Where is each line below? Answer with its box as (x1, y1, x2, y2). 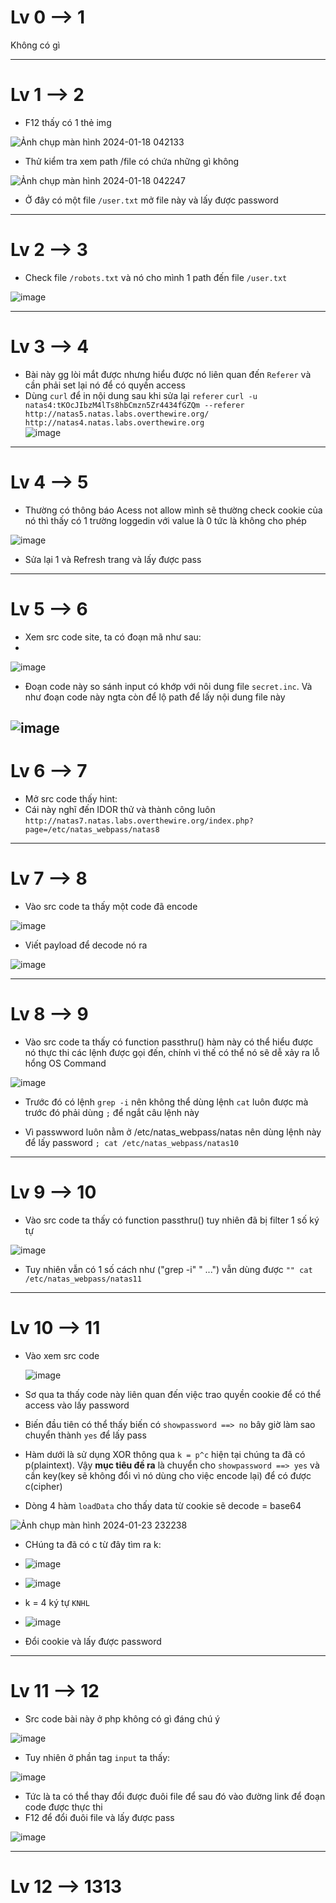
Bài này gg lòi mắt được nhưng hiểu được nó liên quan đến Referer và (24, 368, 312, 380)
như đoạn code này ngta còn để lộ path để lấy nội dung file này (24, 691, 286, 703)
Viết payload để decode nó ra (24, 939, 148, 951)
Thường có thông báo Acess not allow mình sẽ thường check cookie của (24, 504, 323, 516)
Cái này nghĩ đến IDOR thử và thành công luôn (24, 803, 216, 815)
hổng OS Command (24, 1057, 107, 1069)
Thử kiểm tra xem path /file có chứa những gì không (24, 155, 240, 167)
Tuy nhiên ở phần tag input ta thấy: (24, 1751, 171, 1763)
